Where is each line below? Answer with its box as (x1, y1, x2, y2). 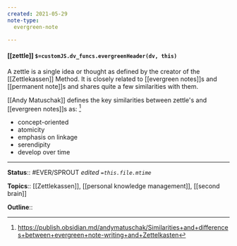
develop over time (17, 148, 71, 156)
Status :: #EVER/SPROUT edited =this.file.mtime (7, 168, 152, 177)
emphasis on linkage (17, 133, 78, 142)
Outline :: (7, 203, 33, 211)
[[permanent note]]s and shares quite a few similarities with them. (7, 82, 199, 90)
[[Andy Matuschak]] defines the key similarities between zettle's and (7, 96, 207, 104)
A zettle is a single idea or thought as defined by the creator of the (7, 67, 200, 75)
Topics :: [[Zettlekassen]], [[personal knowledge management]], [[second (7, 182, 220, 190)
